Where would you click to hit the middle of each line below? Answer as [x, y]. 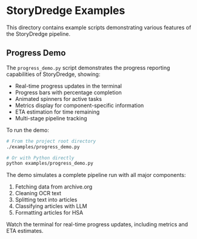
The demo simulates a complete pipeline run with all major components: [96, 175]
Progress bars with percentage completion [68, 92]
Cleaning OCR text [38, 193]
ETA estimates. [25, 231]
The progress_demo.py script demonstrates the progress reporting [88, 68]
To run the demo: [28, 130]
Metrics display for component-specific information [79, 105]
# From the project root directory [51, 141]
